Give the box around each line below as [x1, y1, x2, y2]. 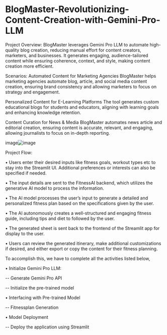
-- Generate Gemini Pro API [5, 275, 62, 281]
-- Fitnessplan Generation [5, 304, 59, 310]
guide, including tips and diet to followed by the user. [5, 215, 115, 221]
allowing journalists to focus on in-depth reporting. [5, 130, 110, 136]
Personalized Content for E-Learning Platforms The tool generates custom [5, 98, 159, 104]
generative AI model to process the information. [5, 185, 104, 191]
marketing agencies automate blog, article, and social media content [5, 78, 147, 84]
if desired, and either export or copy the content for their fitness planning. [5, 246, 158, 252]
